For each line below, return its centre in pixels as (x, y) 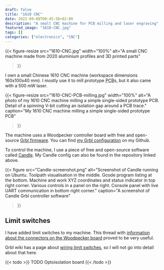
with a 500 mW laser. (26, 85)
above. (12, 160)
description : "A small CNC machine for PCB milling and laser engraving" (82, 23)
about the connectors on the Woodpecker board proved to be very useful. (80, 238)
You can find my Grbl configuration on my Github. (100, 140)
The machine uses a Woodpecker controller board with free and (70, 135)
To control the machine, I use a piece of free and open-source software (77, 150)
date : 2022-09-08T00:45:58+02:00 (39, 19)
